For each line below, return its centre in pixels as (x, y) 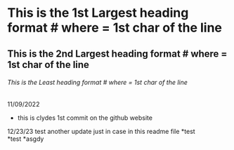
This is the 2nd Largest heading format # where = (117, 54)
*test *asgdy (26, 139)
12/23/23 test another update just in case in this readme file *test (101, 131)
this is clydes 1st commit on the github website (85, 118)
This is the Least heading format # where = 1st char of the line (98, 83)
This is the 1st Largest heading (98, 13)
